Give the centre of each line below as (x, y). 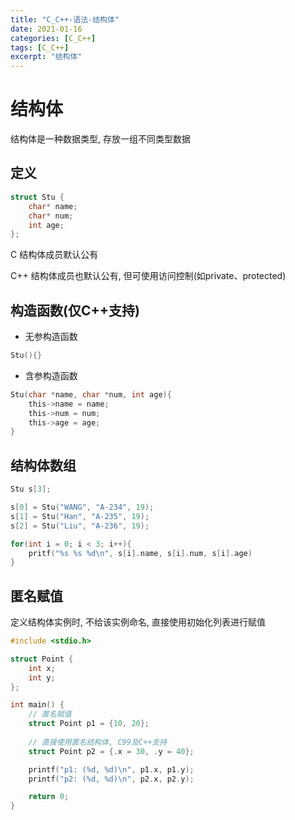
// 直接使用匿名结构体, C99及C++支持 (98, 742)
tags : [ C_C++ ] (40, 47)
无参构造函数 (51, 337)
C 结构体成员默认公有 (54, 255)
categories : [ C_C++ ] (53, 38)
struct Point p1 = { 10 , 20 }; (89, 724)
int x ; (42, 668)
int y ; (42, 677)
